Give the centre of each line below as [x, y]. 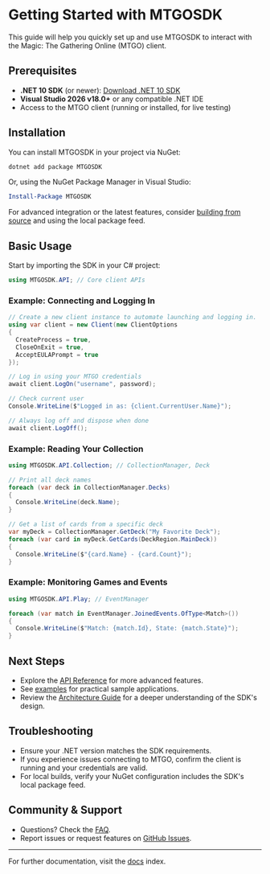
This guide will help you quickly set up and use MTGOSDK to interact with [130, 37]
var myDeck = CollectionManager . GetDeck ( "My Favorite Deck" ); [115, 532]
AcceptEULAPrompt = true [57, 355]
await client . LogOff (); [48, 428]
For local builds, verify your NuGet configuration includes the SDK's [132, 776]
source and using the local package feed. [77, 221]
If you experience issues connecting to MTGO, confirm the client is [131, 759]
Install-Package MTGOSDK [50, 197]
